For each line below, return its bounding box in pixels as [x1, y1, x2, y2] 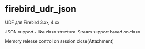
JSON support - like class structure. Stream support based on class [5, 29, 140, 34]
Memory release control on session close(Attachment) [5, 38, 114, 44]
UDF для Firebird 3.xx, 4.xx [5, 19, 60, 25]
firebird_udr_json [5, 3, 77, 15]
